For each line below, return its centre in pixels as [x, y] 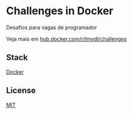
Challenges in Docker [60, 11]
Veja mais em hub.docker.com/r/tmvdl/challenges [66, 39]
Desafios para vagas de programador [52, 27]
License [21, 91]
